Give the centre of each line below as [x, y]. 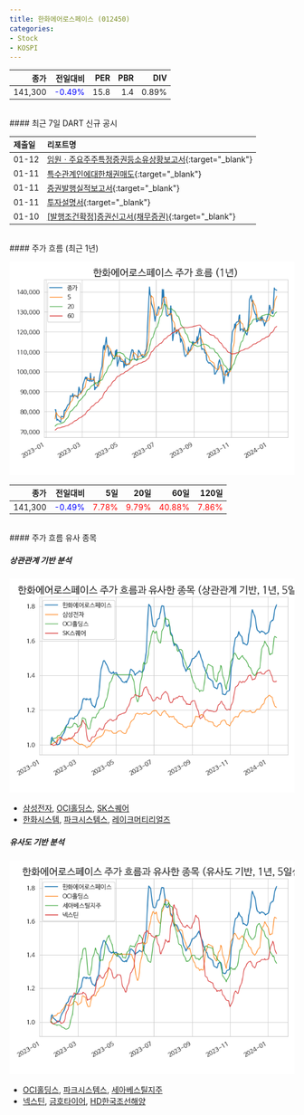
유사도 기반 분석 [37, 842]
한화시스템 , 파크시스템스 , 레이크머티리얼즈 [96, 819]
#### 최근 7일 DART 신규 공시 [63, 123]
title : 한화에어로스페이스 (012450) [70, 19]
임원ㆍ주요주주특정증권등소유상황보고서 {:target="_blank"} [150, 159]
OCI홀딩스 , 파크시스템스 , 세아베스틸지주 [92, 1090]
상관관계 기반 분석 [41, 560]
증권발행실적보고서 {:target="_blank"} [113, 188]
